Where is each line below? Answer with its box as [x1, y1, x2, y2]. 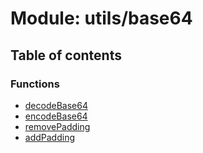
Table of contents [10, 47, 122, 64]
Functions [10, 77, 60, 91]
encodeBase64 [24, 110, 88, 122]
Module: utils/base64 [10, 7, 193, 30]
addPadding [24, 131, 75, 143]
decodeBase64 [24, 99, 88, 111]
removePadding [24, 120, 91, 132]
